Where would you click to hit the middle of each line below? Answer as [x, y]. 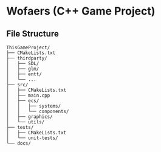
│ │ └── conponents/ [38, 111]
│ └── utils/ [26, 122]
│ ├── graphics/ [29, 117]
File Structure [33, 34]
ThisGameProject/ [28, 47]
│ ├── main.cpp [28, 95]
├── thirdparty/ [27, 58]
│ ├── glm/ [23, 69]
